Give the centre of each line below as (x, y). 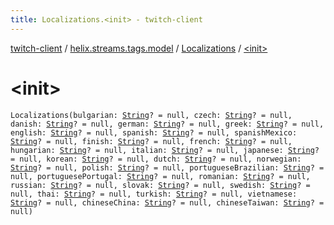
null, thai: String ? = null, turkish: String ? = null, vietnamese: (154, 194)
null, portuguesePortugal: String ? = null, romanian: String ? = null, (160, 176)
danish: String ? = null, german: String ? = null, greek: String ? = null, (167, 124)
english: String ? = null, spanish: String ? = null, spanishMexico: (154, 132)
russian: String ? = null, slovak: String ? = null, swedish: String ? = (160, 185)
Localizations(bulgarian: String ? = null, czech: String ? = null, (151, 115)
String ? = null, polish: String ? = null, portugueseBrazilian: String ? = (167, 167)
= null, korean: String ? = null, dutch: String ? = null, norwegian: (156, 159)
